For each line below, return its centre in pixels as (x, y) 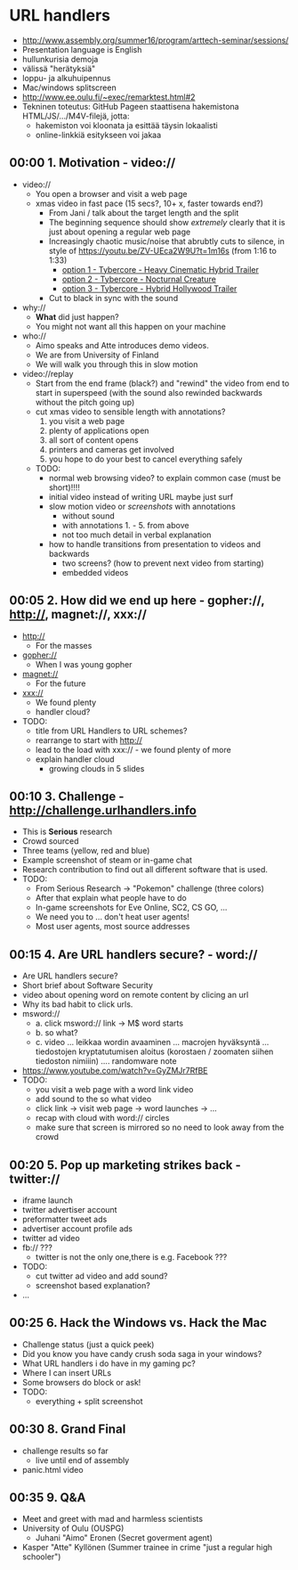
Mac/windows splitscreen (69, 87)
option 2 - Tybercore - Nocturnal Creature (139, 279)
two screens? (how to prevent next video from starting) (163, 563)
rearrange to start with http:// (89, 740)
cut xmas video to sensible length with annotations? (130, 412)
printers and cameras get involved (112, 449)
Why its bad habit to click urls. (77, 1004)
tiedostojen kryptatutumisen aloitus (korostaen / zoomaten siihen (154, 1051)
